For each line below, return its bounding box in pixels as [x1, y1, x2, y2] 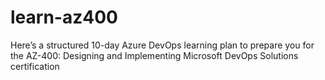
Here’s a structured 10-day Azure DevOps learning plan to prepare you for [10, 39, 315, 51]
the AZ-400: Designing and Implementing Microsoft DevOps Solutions [10, 49, 299, 61]
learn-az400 [10, 6, 118, 29]
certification [10, 60, 60, 72]
